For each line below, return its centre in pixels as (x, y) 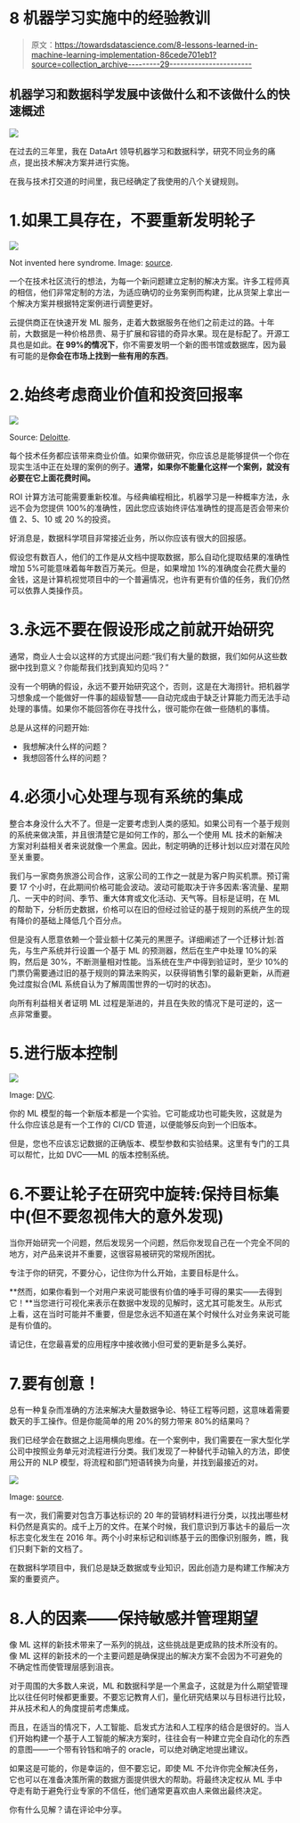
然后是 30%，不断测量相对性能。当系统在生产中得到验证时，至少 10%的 (157, 961)
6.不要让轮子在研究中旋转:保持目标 (137, 1194)
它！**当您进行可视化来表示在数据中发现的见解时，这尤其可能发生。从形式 (146, 1303)
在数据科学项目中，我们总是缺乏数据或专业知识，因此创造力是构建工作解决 (146, 1568)
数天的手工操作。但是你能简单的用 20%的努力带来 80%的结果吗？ (130, 1421)
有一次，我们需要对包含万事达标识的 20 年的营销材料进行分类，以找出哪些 (145, 1515)
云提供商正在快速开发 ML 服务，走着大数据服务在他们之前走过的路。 (134, 322)
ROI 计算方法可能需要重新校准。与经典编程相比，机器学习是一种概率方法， (146, 497)
